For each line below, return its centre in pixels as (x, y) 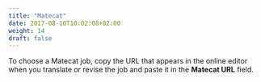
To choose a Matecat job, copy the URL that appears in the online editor (128, 61)
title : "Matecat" (38, 16)
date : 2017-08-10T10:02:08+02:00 (65, 23)
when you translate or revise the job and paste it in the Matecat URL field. (131, 70)
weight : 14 (27, 31)
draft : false (30, 38)
